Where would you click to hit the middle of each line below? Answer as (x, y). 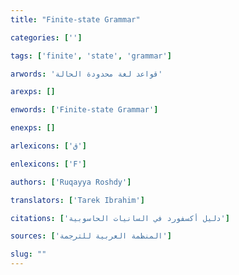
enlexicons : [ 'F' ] (48, 164)
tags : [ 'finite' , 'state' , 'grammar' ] (91, 56)
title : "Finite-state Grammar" (75, 19)
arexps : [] (33, 92)
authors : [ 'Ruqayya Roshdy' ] (71, 182)
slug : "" (28, 254)
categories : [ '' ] (46, 37)
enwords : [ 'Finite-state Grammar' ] (84, 110)
